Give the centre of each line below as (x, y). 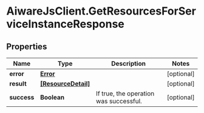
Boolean (53, 97)
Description (128, 63)
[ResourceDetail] (65, 84)
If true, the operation (125, 94)
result (18, 84)
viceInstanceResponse (65, 24)
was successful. (119, 101)
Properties (27, 46)
